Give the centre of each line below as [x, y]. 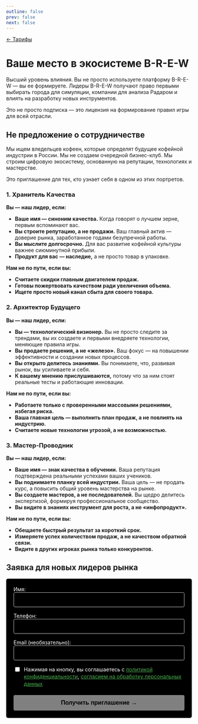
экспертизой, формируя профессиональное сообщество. [87, 501]
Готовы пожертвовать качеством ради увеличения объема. [93, 286]
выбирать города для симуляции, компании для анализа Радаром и [92, 92]
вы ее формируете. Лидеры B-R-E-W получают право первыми [99, 86]
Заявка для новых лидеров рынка [72, 568]
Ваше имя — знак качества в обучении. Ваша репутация [87, 470]
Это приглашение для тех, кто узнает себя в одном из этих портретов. [95, 179]
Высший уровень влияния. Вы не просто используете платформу [88, 80]
